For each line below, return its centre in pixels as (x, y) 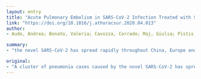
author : (16, 28)
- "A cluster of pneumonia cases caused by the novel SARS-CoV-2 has (95, 66)
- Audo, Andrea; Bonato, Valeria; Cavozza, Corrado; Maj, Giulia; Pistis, (101, 34)
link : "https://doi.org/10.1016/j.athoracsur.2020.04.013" (81, 23)
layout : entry (24, 12)
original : (19, 61)
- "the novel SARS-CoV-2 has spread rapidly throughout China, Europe (96, 51)
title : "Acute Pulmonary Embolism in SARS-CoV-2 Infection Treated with (99, 17)
